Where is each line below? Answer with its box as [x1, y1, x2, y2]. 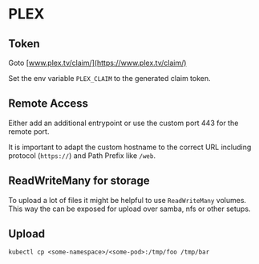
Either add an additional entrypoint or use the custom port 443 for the [8, 118, 239, 128]
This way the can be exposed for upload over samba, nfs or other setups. [8, 204, 251, 213]
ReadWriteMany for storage [8, 174, 150, 188]
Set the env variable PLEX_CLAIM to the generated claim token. [8, 74, 211, 83]
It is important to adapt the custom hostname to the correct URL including [8, 142, 252, 152]
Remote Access [8, 97, 88, 111]
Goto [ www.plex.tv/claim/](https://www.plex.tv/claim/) [8, 58, 187, 67]
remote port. [8, 126, 50, 136]
